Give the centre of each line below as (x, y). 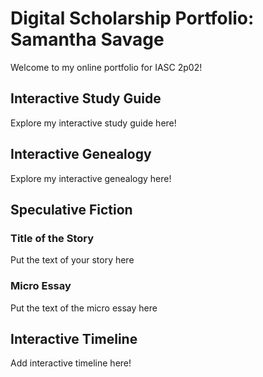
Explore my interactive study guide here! (93, 123)
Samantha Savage (87, 39)
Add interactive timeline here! (71, 363)
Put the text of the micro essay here (84, 308)
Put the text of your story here (72, 260)
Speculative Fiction (71, 209)
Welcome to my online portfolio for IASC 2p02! (106, 67)
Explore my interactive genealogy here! (91, 178)
